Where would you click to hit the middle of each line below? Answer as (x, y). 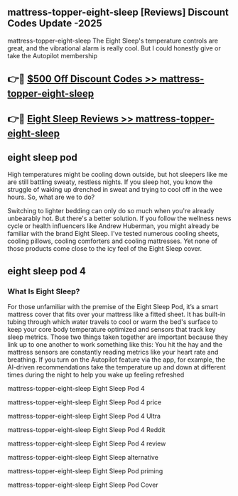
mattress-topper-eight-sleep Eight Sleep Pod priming (85, 471)
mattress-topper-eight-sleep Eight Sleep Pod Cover (83, 485)
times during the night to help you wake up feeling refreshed (96, 375)
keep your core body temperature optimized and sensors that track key (112, 330)
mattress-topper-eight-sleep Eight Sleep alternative (83, 458)
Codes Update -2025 (55, 24)
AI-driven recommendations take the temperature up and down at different (117, 367)
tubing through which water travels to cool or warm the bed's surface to (113, 322)
